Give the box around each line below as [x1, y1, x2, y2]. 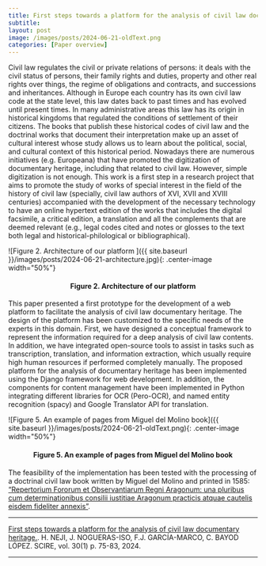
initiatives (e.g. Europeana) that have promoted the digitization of [8, 155, 220, 165]
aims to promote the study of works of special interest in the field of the [8, 180, 242, 190]
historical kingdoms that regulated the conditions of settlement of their [8, 113, 238, 123]
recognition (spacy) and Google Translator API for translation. [8, 400, 209, 409]
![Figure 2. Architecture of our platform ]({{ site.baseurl [8, 246, 188, 256]
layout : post [8, 26, 51, 34]
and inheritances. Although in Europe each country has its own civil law [8, 88, 241, 97]
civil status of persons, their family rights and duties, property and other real [8, 71, 257, 81]
